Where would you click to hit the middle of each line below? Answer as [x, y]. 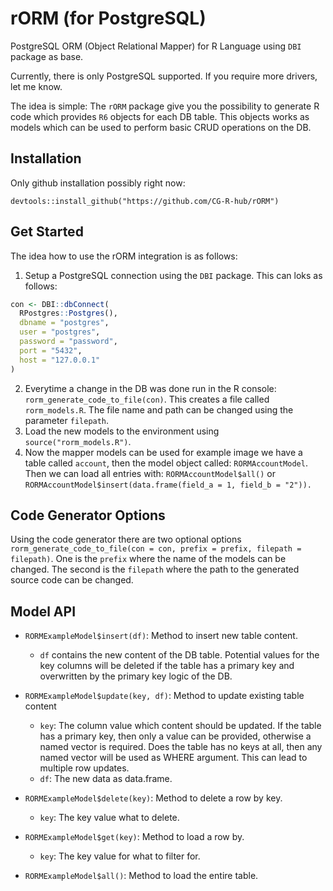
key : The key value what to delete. [109, 818]
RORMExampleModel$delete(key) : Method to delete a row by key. [153, 798]
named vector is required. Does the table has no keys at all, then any [181, 747]
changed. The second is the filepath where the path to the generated [155, 569]
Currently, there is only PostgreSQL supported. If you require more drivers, [164, 76]
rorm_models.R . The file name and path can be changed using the [159, 409]
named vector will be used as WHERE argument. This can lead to [173, 758]
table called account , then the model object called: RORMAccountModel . [166, 463]
